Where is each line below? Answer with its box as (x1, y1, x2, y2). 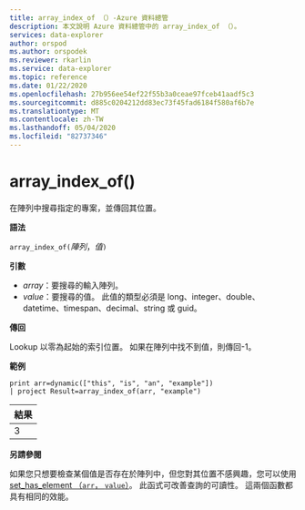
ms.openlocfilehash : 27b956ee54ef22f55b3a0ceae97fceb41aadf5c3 (9, 89, 255, 98)
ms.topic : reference (9, 73, 88, 82)
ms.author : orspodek (9, 47, 88, 56)
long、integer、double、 (167, 291, 260, 301)
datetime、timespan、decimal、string (22, 302, 166, 313)
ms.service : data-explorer (9, 65, 112, 74)
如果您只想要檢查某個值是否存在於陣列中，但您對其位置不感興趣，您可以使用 (9, 468, 297, 479)
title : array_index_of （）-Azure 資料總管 (9, 13, 168, 23)
